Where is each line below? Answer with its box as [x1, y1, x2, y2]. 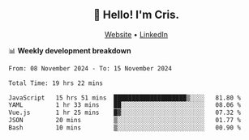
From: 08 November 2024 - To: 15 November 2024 [8, 64, 173, 73]
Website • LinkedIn [104, 29, 169, 39]
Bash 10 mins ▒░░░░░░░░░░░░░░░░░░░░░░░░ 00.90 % [8, 124, 242, 132]
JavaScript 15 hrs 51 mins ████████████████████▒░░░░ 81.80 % [8, 94, 242, 102]
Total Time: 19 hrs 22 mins [8, 78, 104, 87]
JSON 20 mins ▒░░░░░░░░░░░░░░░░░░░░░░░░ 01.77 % [8, 117, 242, 125]
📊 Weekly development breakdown [8, 45, 131, 55]
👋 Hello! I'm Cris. [92, 8, 180, 22]
